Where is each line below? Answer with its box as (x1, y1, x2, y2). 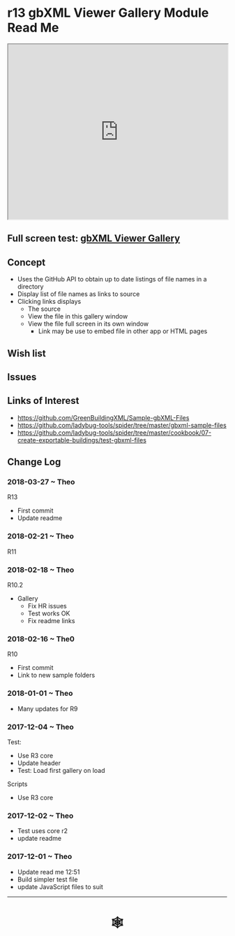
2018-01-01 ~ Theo (7, 688, 73, 698)
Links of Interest (7, 395, 79, 407)
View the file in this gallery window (27, 312, 128, 321)
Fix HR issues (27, 602, 68, 610)
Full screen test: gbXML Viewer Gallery (7, 232, 181, 244)
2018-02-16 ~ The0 (7, 634, 75, 643)
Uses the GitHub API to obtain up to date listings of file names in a (17, 275, 207, 284)
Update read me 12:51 (17, 867, 80, 876)
